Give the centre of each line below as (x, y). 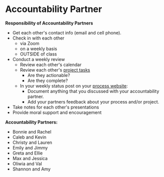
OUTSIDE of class (38, 54)
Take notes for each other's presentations (56, 107)
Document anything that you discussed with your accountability (93, 91)
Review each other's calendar (51, 64)
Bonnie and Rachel (32, 131)
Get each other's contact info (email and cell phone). (67, 32)
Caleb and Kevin (29, 137)
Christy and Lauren (32, 142)
